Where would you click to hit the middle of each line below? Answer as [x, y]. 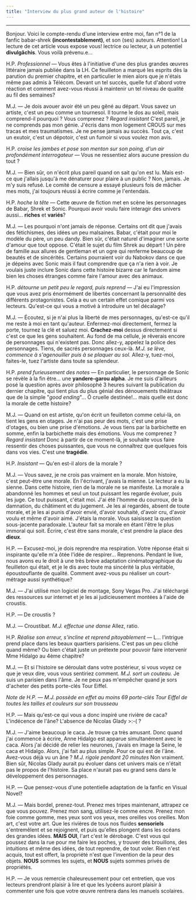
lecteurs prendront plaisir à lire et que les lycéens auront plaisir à [84, 884]
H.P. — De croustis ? [31, 614]
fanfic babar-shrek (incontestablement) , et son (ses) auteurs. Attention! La [97, 40]
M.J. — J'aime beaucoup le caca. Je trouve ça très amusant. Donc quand [94, 732]
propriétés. [19, 867]
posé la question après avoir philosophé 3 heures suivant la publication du [95, 385]
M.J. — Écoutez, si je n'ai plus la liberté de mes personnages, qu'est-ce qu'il [98, 317]
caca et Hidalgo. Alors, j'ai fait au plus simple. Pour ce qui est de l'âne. [91, 751]
